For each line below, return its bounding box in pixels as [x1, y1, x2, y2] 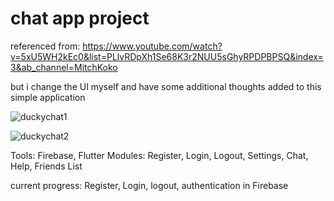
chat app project [10, 7, 150, 30]
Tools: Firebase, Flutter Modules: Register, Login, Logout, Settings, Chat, [10, 149, 309, 161]
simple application [10, 91, 86, 103]
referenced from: [10, 40, 81, 52]
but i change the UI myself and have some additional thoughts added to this [10, 80, 322, 92]
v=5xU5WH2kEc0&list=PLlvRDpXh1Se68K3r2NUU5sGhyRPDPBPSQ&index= [10, 50, 324, 62]
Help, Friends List [10, 160, 83, 172]
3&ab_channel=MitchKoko [10, 61, 118, 73]
